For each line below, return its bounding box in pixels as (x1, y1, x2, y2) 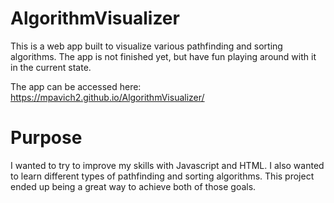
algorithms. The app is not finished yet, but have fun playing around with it (10, 50, 317, 62)
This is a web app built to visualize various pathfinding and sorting (10, 40, 283, 52)
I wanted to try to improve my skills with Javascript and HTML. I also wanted (10, 159, 325, 171)
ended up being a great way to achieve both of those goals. (10, 180, 257, 192)
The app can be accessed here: (10, 80, 142, 92)
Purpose (10, 127, 83, 149)
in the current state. (10, 61, 92, 73)
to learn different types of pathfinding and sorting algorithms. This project (10, 170, 315, 182)
